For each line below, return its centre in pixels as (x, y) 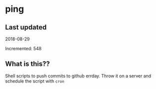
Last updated (26, 27)
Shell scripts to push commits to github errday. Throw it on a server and (78, 76)
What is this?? (27, 64)
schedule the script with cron (35, 81)
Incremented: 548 (24, 48)
